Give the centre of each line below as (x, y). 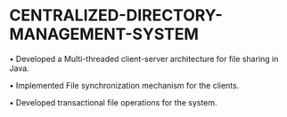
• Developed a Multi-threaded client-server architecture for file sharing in (144, 58)
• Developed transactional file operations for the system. (113, 102)
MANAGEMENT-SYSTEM (104, 34)
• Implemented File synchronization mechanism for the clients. (124, 85)
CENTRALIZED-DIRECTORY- (116, 16)
